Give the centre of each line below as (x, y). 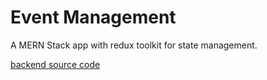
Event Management (93, 17)
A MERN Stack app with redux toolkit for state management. (134, 45)
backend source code (55, 64)
